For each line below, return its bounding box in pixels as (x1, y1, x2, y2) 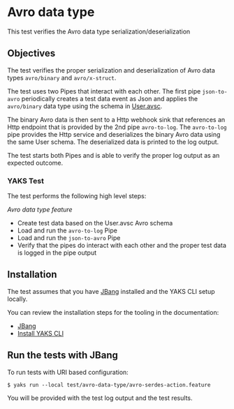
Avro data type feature (7, 205, 73, 214)
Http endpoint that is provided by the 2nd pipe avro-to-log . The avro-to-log (7, 123, 227, 131)
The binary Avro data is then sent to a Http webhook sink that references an (7, 115, 226, 124)
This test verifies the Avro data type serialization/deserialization (7, 27, 191, 36)
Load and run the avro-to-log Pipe (17, 226, 117, 235)
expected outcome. (7, 158, 64, 167)
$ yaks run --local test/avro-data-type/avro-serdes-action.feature (7, 381, 211, 388)
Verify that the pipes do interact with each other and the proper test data (17, 241, 227, 250)
